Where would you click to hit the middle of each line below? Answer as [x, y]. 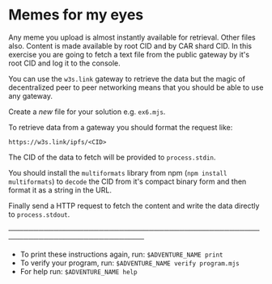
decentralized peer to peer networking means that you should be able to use [136, 87]
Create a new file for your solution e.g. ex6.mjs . [87, 112]
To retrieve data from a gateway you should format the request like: [121, 127]
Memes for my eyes [76, 15]
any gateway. [30, 95]
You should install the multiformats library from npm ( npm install [118, 172]
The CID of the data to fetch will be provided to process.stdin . [112, 157]
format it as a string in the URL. [60, 190]
